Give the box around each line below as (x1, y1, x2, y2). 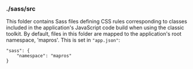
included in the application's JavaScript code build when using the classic (6, 24, 184, 31)
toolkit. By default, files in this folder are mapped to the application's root (6, 30, 182, 37)
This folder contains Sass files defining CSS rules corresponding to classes (6, 18, 187, 25)
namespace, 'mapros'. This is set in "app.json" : (6, 37, 120, 44)
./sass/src (6, 5, 36, 13)
